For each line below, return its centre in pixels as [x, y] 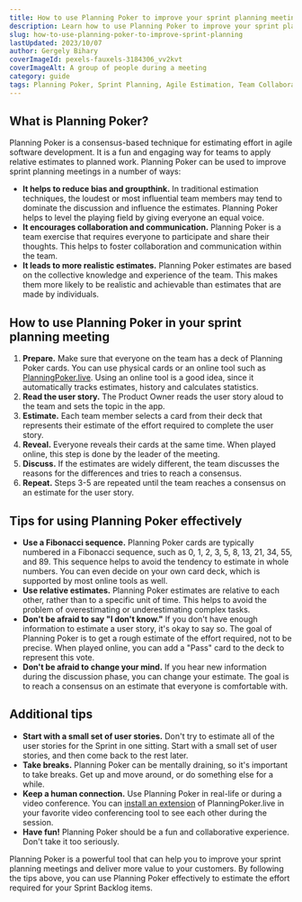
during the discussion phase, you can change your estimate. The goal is [155, 677]
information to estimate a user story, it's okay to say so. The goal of [147, 629]
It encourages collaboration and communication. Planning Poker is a [151, 227]
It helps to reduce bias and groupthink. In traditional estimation [140, 189]
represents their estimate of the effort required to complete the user [148, 425]
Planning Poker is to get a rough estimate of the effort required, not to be [157, 638]
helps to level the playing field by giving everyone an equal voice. [143, 218]
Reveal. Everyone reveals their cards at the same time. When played [149, 445]
